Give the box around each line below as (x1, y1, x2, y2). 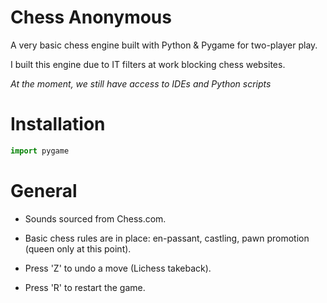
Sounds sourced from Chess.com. (24, 212, 167, 225)
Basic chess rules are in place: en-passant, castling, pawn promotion (24, 232, 310, 244)
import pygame (10, 146, 70, 156)
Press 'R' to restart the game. (24, 281, 146, 293)
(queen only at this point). (24, 242, 132, 255)
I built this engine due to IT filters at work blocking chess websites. (10, 58, 286, 70)
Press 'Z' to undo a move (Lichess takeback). (24, 262, 212, 274)
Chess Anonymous (10, 6, 172, 29)
